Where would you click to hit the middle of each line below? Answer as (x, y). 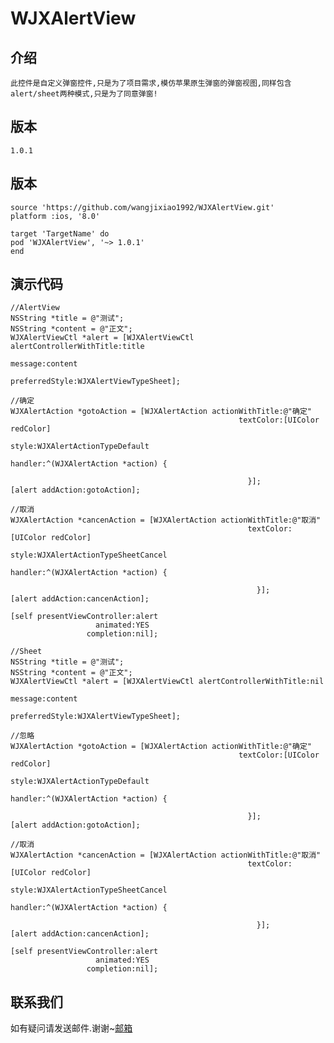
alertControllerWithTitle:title (77, 347)
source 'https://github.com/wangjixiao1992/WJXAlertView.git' (142, 207)
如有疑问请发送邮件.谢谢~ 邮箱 (71, 1028)
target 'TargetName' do (60, 233)
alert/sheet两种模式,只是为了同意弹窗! (84, 94)
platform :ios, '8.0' (55, 216)
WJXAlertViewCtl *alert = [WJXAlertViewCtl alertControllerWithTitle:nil (167, 682)
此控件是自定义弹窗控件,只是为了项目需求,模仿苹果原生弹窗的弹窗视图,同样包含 (151, 83)
